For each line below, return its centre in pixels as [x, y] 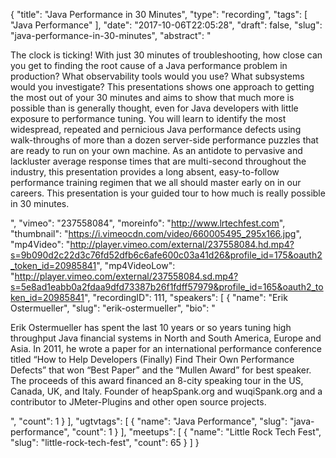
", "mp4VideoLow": [136, 265]
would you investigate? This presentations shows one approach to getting [162, 87]
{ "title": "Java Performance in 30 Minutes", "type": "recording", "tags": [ [159, 14]
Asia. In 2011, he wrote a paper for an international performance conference [166, 348]
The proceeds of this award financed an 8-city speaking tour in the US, [157, 380]
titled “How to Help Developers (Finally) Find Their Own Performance [152, 359]
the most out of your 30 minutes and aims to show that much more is [152, 97]
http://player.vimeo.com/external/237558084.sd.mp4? [126, 276]
